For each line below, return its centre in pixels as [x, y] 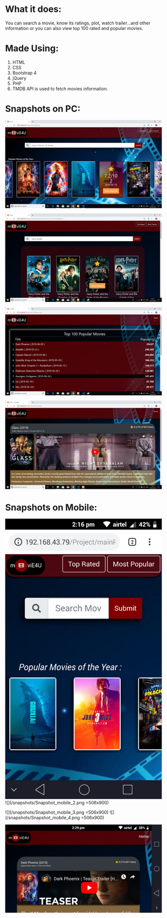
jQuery [19, 78]
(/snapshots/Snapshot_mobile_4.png [43, 817]
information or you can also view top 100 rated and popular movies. [74, 28]
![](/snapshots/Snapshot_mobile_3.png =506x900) [57, 812]
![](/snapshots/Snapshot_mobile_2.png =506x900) [57, 802]
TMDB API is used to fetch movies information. [60, 89]
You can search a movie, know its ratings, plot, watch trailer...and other [78, 23]
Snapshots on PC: [43, 109]
